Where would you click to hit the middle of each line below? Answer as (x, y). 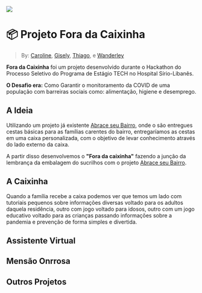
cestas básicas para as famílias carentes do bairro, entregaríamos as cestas (101, 131)
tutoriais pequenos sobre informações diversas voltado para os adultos (95, 202)
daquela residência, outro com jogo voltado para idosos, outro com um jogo (100, 209)
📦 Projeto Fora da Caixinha (76, 35)
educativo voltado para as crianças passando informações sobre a (89, 215)
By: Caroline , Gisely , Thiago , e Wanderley (72, 55)
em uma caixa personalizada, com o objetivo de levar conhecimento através (101, 138)
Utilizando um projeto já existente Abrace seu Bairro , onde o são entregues (99, 125)
